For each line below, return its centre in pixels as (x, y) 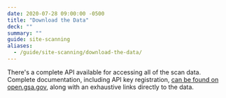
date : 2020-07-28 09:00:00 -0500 (56, 14)
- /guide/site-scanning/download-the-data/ (78, 53)
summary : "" (24, 33)
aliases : (20, 46)
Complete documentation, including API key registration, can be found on (113, 79)
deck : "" (20, 26)
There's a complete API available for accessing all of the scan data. (104, 72)
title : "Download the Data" (48, 20)
